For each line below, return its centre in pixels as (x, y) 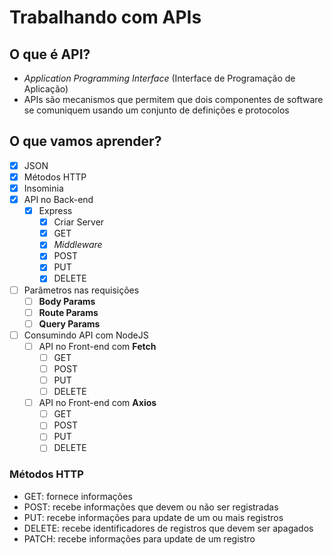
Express (55, 211)
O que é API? (50, 54)
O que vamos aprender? (85, 141)
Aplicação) (46, 89)
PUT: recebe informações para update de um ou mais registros (153, 517)
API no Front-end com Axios (97, 403)
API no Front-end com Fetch (97, 346)
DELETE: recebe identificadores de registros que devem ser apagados (168, 528)
